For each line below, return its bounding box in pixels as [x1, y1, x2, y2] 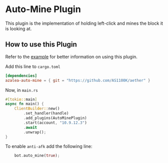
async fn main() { [5, 101, 44, 106]
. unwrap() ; [23, 130, 47, 135]
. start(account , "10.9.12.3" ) [23, 120, 87, 125]
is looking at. [5, 25, 32, 31]
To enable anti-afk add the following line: [5, 143, 93, 149]
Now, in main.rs [5, 87, 38, 93]
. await [23, 125, 37, 130]
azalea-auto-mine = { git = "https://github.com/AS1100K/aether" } [5, 78, 151, 83]
